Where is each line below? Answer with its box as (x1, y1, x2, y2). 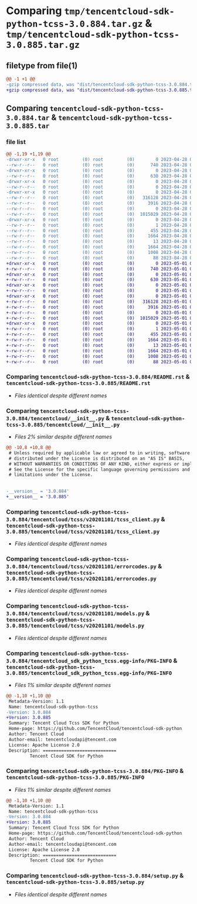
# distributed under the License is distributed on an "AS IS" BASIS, (8, 456, 185, 461)
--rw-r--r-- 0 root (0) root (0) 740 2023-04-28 (6, 162, 188, 168)
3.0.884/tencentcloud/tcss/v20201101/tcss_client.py (6, 516, 160, 523)
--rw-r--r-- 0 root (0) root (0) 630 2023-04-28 (6, 173, 188, 179)
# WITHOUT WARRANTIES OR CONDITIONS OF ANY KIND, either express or (8, 461, 180, 467)
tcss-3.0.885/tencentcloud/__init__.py (6, 421, 120, 428)
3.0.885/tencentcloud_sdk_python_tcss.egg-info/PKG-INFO (6, 669, 172, 677)
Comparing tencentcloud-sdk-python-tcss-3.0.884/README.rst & (6, 373, 190, 381)
